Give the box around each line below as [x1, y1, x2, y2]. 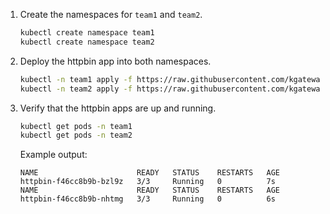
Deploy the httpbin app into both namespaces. [19, 55, 212, 67]
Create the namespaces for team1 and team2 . [19, 9, 203, 20]
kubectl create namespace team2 [19, 37, 155, 47]
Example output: [19, 149, 88, 161]
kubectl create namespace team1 [19, 28, 155, 38]
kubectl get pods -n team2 [19, 130, 133, 141]
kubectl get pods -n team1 [19, 121, 133, 131]
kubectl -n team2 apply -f [19, 84, 133, 94]
